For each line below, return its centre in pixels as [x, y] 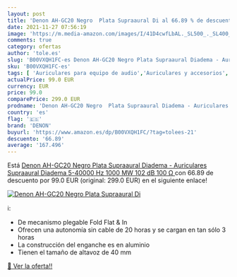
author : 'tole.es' [34, 54]
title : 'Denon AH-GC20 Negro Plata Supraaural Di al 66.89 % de [105, 20]
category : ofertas [34, 47]
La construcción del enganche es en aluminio [84, 245]
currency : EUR [28, 86]
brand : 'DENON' [30, 125]
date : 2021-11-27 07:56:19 [47, 27]
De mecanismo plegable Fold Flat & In [72, 223]
